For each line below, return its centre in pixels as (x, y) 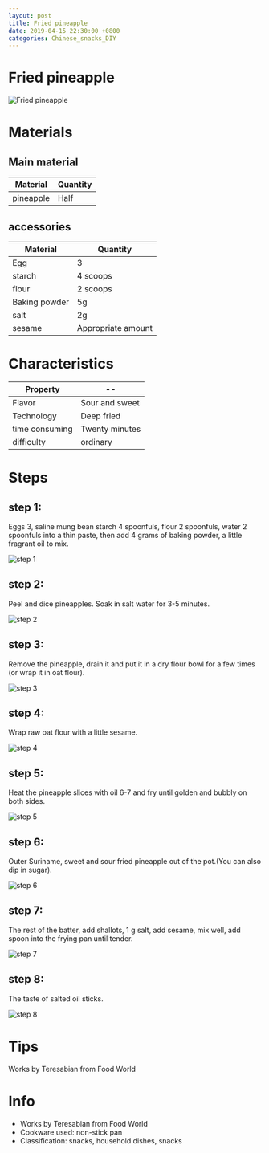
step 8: (26, 979)
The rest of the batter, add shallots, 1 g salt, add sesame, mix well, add (124, 930)
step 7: (26, 911)
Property (43, 389)
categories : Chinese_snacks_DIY (62, 38)
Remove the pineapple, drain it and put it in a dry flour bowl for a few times (132, 664)
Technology (35, 416)
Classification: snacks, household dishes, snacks (101, 1140)
